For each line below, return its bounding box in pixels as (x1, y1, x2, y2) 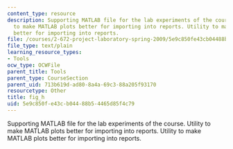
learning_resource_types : (7, 49, 82, 56)
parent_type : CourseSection (7, 74, 89, 82)
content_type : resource (7, 10, 76, 17)
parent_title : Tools (7, 68, 67, 75)
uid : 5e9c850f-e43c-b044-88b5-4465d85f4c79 (7, 100, 135, 107)
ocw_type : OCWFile (7, 62, 60, 69)
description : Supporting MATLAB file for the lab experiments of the (7, 17, 213, 24)
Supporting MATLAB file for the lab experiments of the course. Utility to (7, 119, 212, 128)
